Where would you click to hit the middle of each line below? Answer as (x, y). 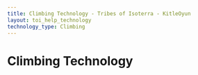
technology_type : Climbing (46, 26)
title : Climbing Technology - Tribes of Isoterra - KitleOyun (99, 14)
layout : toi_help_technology (49, 20)
